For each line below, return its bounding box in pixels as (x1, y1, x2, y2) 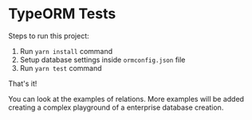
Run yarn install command (19, 46, 113, 56)
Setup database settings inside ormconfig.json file (19, 55, 186, 64)
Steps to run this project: (8, 31, 89, 41)
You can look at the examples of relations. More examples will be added (8, 94, 245, 103)
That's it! (8, 79, 37, 88)
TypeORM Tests (8, 5, 116, 23)
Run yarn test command (19, 63, 102, 72)
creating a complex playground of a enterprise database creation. (8, 103, 224, 112)
